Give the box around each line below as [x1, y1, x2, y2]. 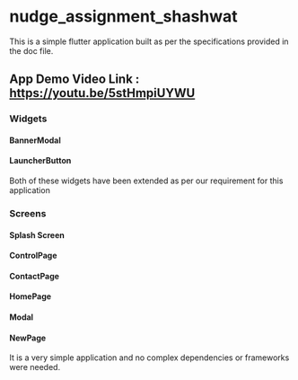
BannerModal [9, 135, 61, 146]
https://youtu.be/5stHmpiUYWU [9, 85, 196, 101]
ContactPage [9, 270, 60, 281]
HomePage [9, 291, 52, 302]
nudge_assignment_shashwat [9, 6, 238, 27]
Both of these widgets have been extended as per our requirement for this [9, 175, 284, 186]
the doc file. [9, 45, 54, 56]
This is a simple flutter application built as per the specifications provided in [9, 36, 289, 47]
